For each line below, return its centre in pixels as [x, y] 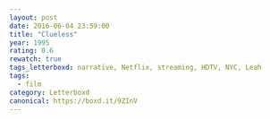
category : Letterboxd [50, 92]
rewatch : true [36, 59]
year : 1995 [30, 42]
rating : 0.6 [31, 51]
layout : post [34, 17]
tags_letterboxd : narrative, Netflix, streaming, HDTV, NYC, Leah [135, 68]
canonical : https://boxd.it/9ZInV [74, 101]
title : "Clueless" [43, 34]
